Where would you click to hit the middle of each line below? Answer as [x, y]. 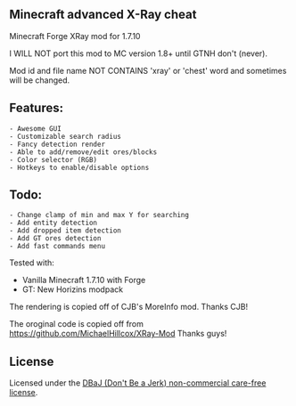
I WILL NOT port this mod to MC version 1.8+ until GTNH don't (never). [139, 53]
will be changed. [40, 80]
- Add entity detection [53, 223]
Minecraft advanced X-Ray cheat [103, 15]
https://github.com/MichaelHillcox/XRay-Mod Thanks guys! [118, 334]
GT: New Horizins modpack [72, 289]
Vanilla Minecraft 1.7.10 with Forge [84, 280]
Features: [37, 108]
